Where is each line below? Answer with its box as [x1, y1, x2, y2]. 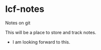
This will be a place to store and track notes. [5, 29, 96, 35]
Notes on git [5, 20, 31, 26]
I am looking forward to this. [12, 39, 70, 45]
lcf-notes [5, 3, 44, 15]
